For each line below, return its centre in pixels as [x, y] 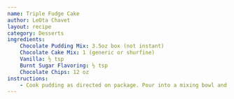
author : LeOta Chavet [39, 20]
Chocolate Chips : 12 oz [55, 72]
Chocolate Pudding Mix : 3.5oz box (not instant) [92, 46]
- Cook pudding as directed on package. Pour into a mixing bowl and [124, 85]
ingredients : [26, 40]
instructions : [28, 78]
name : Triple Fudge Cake [43, 14]
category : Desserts [36, 33]
